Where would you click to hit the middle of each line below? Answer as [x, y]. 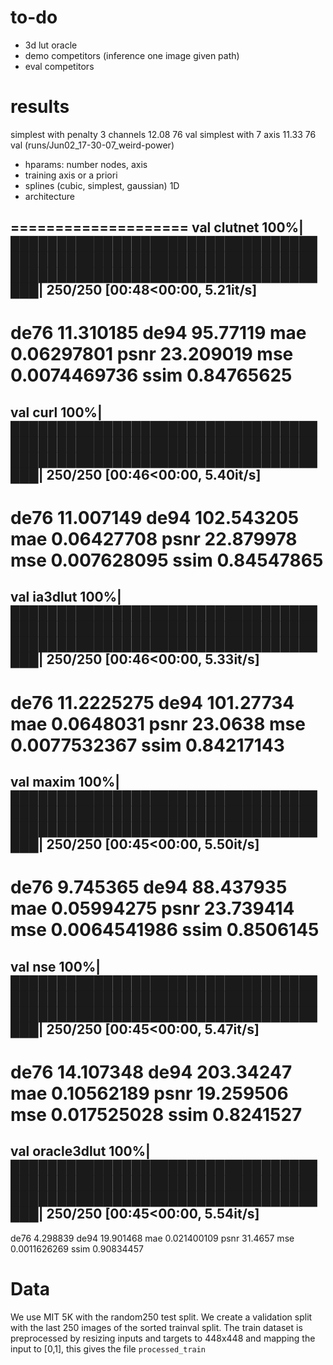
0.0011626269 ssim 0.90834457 [77, 1248]
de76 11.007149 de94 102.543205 [155, 518]
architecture [50, 196]
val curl [34, 412]
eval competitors [59, 66]
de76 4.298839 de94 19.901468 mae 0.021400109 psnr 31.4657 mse [152, 1238]
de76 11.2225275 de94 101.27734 [152, 702]
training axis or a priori [71, 175]
